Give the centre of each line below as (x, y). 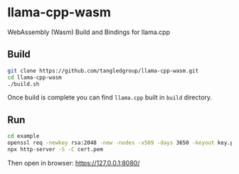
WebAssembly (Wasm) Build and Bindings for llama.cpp (89, 32)
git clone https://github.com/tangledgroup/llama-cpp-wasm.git (103, 71)
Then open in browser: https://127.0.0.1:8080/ (74, 163)
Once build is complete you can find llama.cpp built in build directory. (110, 97)
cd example (23, 136)
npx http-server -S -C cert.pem (55, 149)
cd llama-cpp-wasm (34, 77)
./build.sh (23, 84)
